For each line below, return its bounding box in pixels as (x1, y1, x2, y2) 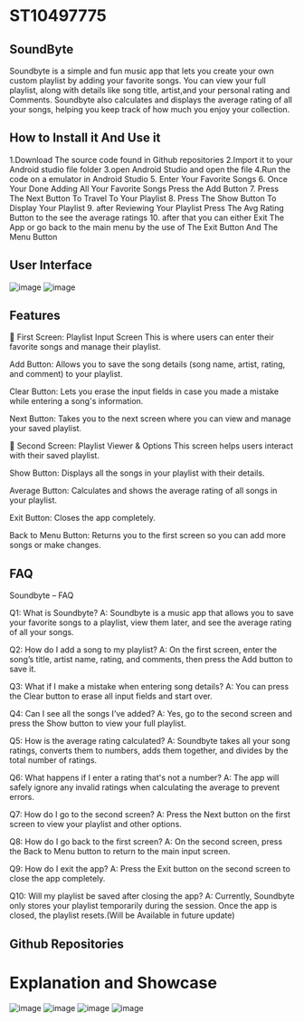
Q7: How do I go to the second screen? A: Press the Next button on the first (9, 809, 291, 820)
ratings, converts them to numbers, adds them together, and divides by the (9, 745, 289, 757)
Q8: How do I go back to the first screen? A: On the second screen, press (9, 836, 283, 847)
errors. (9, 792, 34, 803)
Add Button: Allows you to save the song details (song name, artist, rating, (9, 359, 286, 370)
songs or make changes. (9, 540, 101, 551)
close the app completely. (9, 873, 106, 884)
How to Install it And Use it (9, 130, 161, 146)
